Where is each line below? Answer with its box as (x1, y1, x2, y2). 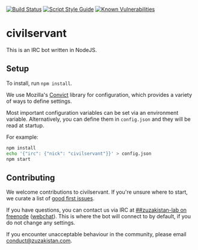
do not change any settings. (6, 219, 76, 227)
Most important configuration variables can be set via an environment (6, 109, 179, 116)
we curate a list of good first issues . (6, 195, 95, 202)
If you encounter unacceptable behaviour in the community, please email (6, 231, 187, 238)
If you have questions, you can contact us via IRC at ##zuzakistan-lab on (6, 206, 187, 214)
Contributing (6, 172, 55, 182)
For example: (6, 133, 39, 141)
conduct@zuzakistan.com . (6, 237, 73, 245)
